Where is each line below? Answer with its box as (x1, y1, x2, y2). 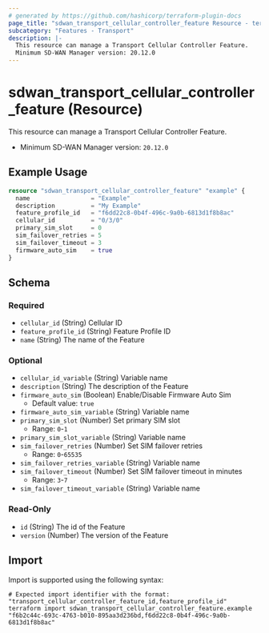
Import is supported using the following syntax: (8, 575, 164, 584)
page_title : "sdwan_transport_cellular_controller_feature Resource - (8, 19, 249, 27)
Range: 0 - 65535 (31, 450, 82, 459)
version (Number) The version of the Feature (19, 530, 169, 540)
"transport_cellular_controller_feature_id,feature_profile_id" (8, 597, 227, 605)
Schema (8, 275, 50, 289)
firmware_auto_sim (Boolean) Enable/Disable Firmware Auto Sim (19, 390, 232, 400)
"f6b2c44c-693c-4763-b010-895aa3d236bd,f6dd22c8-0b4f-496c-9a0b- (8, 611, 231, 619)
